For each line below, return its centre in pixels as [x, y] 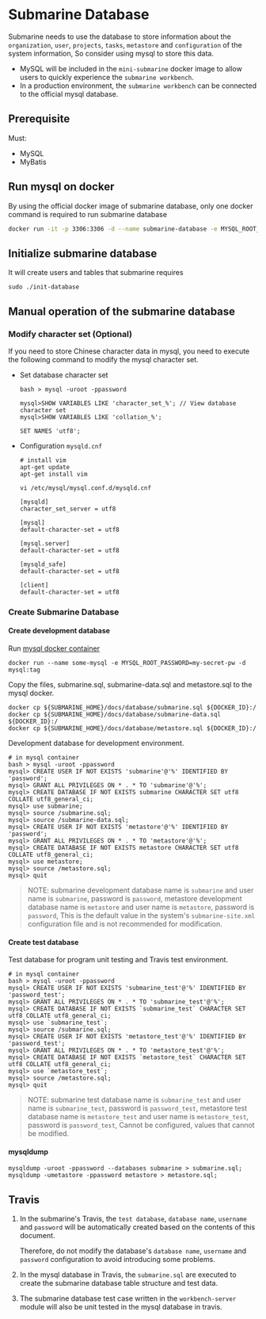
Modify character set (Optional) [70, 334]
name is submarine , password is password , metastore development [135, 899]
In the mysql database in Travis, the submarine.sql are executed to [128, 1275]
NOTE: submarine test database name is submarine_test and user [134, 1100]
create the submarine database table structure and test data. [119, 1283]
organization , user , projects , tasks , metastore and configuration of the [125, 44]
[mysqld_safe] [43, 564]
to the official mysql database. [69, 94]
